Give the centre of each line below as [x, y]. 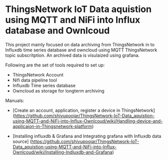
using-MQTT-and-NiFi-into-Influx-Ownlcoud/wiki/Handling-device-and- [88, 121]
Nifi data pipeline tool [35, 80]
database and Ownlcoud [58, 31]
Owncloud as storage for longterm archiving [59, 91]
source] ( [22, 141]
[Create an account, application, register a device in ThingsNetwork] [84, 110]
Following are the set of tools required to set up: [55, 65]
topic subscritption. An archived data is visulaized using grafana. [72, 55]
